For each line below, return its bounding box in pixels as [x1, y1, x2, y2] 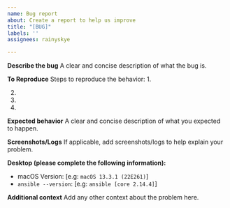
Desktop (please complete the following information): [7, 158, 166, 168]
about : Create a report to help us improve [7, 17, 136, 24]
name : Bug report [7, 10, 58, 17]
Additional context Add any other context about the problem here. [7, 193, 199, 202]
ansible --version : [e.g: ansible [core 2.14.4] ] [17, 179, 157, 188]
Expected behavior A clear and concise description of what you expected [7, 117, 221, 126]
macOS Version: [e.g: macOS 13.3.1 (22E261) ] [17, 172, 149, 181]
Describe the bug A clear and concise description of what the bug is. [7, 61, 207, 70]
